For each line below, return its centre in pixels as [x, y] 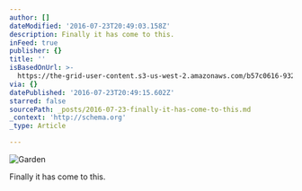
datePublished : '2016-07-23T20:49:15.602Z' [92, 92]
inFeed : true [34, 43]
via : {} [24, 84]
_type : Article [38, 126]
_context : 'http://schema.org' [68, 117]
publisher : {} [36, 51]
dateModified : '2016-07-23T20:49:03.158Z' [90, 26]
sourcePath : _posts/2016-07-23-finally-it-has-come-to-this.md [130, 109]
